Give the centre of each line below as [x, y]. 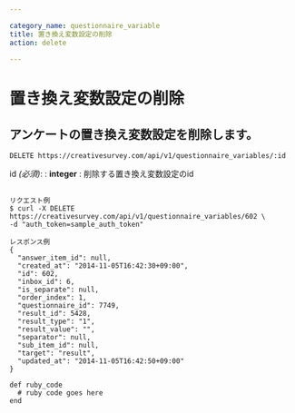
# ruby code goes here [60, 393]
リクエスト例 [30, 201]
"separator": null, [54, 338]
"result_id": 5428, [54, 314]
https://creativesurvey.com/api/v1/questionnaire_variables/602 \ [138, 217]
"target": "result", [56, 354]
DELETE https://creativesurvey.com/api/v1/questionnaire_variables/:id [147, 156]
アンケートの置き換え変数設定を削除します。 [134, 134]
